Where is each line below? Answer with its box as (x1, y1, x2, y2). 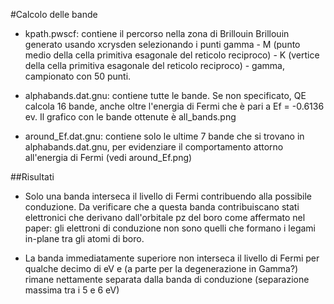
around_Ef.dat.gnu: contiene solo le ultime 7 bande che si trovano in (24, 130, 305, 142)
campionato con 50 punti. (24, 70, 132, 82)
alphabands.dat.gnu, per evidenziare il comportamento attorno (24, 141, 284, 153)
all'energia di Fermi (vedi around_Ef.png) (24, 152, 193, 163)
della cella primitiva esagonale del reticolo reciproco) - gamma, (24, 60, 285, 71)
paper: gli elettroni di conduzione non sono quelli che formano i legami (24, 222, 316, 234)
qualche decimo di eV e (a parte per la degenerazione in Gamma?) (24, 263, 299, 274)
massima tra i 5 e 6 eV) (24, 284, 120, 296)
